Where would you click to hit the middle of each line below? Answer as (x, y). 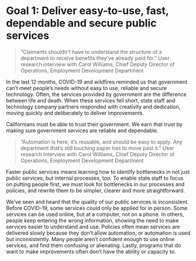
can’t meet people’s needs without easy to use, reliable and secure (87, 88)
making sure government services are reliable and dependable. (82, 130)
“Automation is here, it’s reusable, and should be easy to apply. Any (102, 142)
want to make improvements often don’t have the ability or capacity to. (91, 251)
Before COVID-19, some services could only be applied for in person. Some (97, 208)
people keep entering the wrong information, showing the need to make (92, 220)
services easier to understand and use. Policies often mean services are (93, 226)
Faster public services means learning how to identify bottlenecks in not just (98, 171)
